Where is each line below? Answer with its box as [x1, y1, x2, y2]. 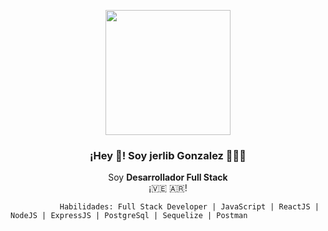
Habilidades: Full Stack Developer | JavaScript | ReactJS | [59, 202, 320, 212]
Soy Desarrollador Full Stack [108, 171, 228, 184]
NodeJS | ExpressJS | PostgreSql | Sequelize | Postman [10, 211, 248, 221]
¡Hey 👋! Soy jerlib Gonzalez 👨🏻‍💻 [89, 148, 247, 162]
